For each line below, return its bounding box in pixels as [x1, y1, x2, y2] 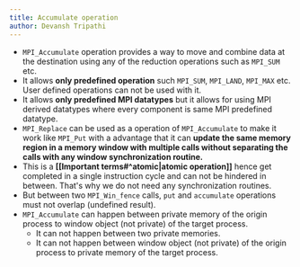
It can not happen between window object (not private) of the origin [35, 237, 287, 248]
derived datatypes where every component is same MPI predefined [22, 103, 272, 114]
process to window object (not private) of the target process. [22, 218, 249, 229]
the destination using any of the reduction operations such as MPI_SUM [22, 56, 280, 67]
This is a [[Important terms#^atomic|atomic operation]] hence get [22, 161, 272, 172]
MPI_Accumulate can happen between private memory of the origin [22, 209, 268, 219]
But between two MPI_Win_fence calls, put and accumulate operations [22, 190, 277, 200]
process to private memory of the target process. [35, 246, 218, 257]
